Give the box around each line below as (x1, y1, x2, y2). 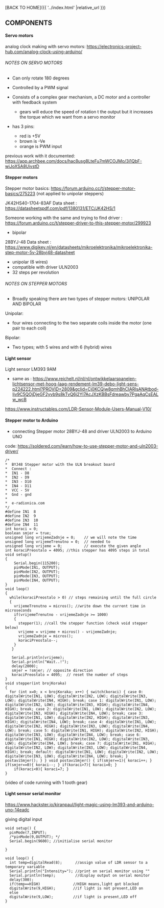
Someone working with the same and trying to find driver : (5, 215, 123, 221)
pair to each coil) (12, 325, 47, 331)
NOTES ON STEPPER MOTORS (5, 280, 68, 286)
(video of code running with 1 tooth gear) (5, 780, 88, 785)
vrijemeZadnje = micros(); (18, 633, 73, 638)
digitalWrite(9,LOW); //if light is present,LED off (9, 894, 137, 899)
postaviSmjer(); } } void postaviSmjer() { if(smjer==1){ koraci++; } (5, 758, 152, 763)
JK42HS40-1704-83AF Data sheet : (5, 200, 77, 206)
